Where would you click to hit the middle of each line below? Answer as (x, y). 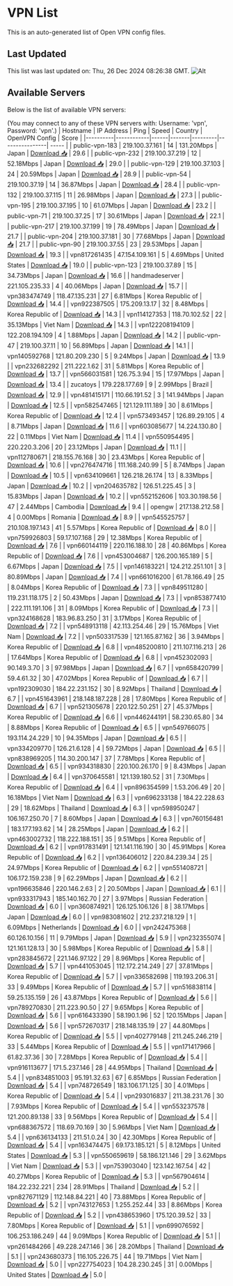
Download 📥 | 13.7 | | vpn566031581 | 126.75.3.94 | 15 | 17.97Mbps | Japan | (116, 373)
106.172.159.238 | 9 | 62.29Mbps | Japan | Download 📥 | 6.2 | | (97, 878)
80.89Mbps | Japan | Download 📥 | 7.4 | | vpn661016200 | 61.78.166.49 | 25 (116, 577)
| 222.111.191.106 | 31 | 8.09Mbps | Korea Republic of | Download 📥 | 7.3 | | (113, 608)
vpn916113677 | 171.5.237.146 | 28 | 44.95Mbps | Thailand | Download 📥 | (112, 1067)
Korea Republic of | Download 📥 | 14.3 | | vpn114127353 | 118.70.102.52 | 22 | (117, 314)
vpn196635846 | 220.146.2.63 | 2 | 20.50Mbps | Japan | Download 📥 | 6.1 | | (116, 888)
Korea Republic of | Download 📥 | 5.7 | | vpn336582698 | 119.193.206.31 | (112, 976)
